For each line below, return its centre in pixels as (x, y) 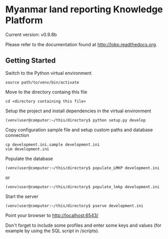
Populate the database (29, 158)
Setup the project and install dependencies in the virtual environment (78, 111)
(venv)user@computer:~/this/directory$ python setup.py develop (76, 120)
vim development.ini (27, 149)
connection (17, 135)
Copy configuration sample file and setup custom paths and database (79, 130)
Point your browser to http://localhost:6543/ (52, 215)
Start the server (22, 196)
